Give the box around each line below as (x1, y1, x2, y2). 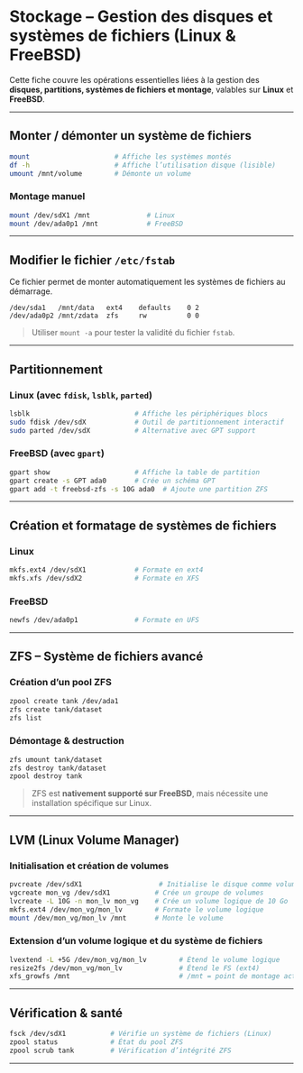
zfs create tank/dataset (9, 705, 103, 714)
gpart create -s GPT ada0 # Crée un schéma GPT (9, 476, 216, 485)
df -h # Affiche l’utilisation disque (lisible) (9, 160, 277, 170)
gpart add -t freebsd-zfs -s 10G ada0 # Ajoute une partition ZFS (9, 484, 269, 493)
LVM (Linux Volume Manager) (9, 832, 180, 848)
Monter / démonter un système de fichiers (9, 128, 252, 143)
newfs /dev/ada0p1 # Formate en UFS (9, 616, 200, 625)
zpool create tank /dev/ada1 (9, 696, 119, 705)
